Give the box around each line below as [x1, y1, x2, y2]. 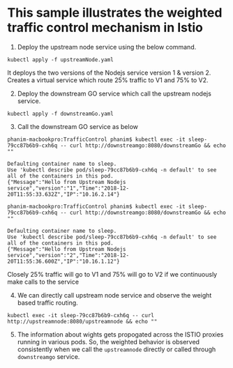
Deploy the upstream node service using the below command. [17, 43, 197, 51]
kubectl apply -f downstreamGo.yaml [7, 110, 114, 117]
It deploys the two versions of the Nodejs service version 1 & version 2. [7, 68, 211, 77]
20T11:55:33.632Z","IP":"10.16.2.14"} [7, 190, 120, 198]
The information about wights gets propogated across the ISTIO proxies [17, 330, 224, 339]
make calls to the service [7, 277, 79, 286]
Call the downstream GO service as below [17, 122, 138, 130]
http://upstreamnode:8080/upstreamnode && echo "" [7, 318, 158, 325]
